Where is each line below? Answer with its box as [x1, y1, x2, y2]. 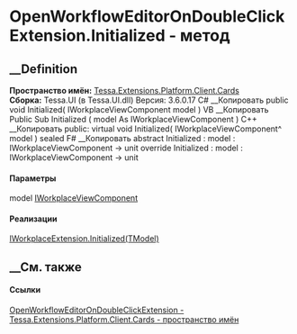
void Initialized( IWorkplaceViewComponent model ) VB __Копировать [9, 104, 269, 114]
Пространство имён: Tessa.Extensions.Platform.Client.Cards [9, 86, 240, 95]
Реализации [9, 213, 58, 224]
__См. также [9, 259, 83, 275]
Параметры [9, 173, 57, 184]
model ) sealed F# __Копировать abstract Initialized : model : [9, 133, 236, 143]
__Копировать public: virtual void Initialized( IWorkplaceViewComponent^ [9, 123, 282, 134]
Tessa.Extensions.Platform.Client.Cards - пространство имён [9, 314, 239, 325]
